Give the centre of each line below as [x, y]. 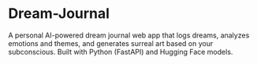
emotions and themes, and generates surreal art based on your [111, 43]
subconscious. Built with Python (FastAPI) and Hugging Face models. [121, 52]
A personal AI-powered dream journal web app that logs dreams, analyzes [129, 35]
